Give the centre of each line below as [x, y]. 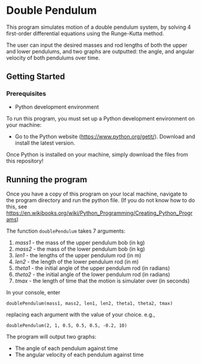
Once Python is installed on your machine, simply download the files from [97, 154]
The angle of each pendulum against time [66, 348]
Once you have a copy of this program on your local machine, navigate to [97, 194]
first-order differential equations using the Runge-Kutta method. [85, 33]
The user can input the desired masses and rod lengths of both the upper [97, 45]
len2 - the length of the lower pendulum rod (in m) [77, 262]
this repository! [25, 161]
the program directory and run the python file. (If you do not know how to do [100, 200]
